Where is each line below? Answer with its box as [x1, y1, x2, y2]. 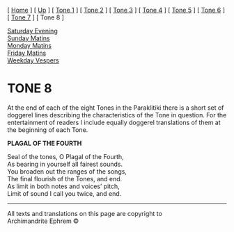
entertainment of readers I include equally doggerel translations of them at [7, 118, 221, 126]
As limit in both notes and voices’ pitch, [7, 182, 120, 190]
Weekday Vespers [7, 56, 59, 65]
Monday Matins [7, 42, 52, 49]
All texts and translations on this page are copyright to [7, 209, 162, 217]
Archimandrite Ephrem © [7, 217, 79, 225]
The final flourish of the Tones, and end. [7, 174, 123, 183]
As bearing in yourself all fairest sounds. [7, 160, 123, 168]
